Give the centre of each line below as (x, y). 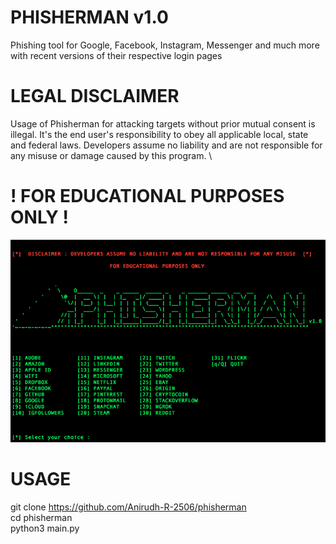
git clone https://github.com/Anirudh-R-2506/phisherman (128, 507)
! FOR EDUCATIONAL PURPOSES (147, 196)
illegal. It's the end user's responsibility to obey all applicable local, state (159, 134)
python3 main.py (45, 528)
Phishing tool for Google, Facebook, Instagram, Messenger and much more (165, 45)
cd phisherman (41, 518)
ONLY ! (39, 217)
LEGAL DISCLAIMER (95, 96)
